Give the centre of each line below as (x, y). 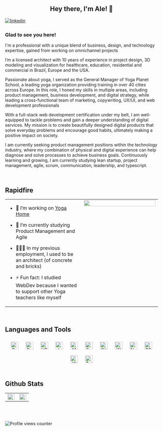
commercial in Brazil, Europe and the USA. (47, 70)
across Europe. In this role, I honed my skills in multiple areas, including (76, 90)
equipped (15, 120)
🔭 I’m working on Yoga (41, 208)
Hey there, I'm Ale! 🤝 (81, 9)
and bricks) (29, 266)
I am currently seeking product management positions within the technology (81, 145)
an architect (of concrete (44, 260)
